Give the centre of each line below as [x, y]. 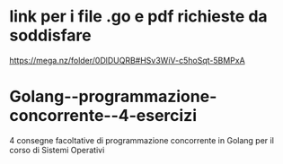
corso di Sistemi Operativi [57, 150]
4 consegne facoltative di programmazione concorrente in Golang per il [141, 140]
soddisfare [50, 35]
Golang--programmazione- [113, 97]
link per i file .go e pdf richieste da [138, 17]
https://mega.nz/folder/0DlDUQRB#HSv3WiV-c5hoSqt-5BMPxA [127, 60]
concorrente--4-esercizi [103, 116]
